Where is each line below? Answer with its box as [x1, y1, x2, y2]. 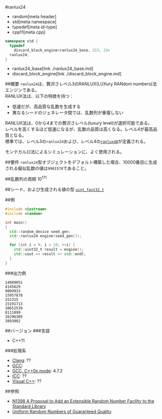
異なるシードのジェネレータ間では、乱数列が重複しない [12, 110, 123, 116]
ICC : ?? [12, 373, 27, 379]
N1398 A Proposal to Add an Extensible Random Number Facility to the [12, 398, 155, 404]
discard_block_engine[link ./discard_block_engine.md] [12, 71, 121, 77]
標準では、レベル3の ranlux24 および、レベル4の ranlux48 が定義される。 [5, 139, 148, 144]
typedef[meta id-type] [12, 24, 57, 30]
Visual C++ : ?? [12, 378, 41, 384]
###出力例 [5, 270, 26, 276]
